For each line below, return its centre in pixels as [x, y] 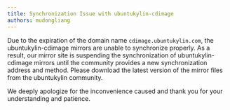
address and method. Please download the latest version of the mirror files [115, 70]
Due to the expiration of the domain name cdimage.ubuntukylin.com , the [110, 40]
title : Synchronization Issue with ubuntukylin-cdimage [90, 14]
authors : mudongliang [39, 20]
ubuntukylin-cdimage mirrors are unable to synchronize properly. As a [109, 48]
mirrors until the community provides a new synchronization [121, 62]
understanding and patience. [49, 98]
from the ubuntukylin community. [55, 77]
